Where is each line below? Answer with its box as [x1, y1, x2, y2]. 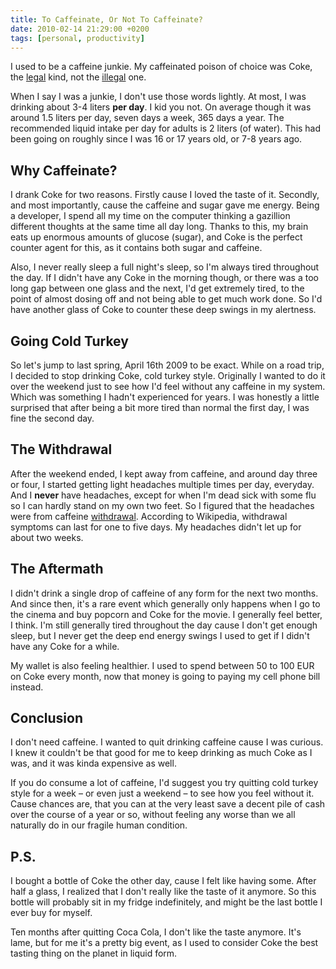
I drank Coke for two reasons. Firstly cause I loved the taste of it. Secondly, [10, 189, 320, 201]
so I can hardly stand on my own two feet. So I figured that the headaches [10, 499, 315, 511]
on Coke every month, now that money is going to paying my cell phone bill [10, 670, 321, 682]
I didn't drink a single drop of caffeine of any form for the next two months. [10, 587, 319, 599]
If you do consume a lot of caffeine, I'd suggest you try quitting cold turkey [10, 777, 319, 789]
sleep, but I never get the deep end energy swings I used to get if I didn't [10, 629, 310, 641]
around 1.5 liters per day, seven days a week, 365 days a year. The [10, 112, 285, 124]
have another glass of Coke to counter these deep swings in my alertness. [10, 304, 317, 316]
